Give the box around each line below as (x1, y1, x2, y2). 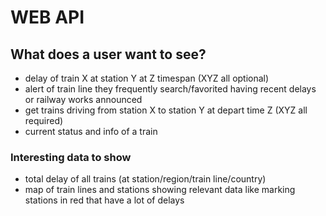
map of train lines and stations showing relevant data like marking (24, 184, 296, 196)
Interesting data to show (10, 150, 132, 164)
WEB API (10, 6, 85, 29)
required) (24, 115, 64, 126)
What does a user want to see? (10, 46, 207, 63)
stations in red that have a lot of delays (24, 194, 185, 206)
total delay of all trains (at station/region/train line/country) (24, 173, 267, 185)
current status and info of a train (24, 126, 158, 137)
